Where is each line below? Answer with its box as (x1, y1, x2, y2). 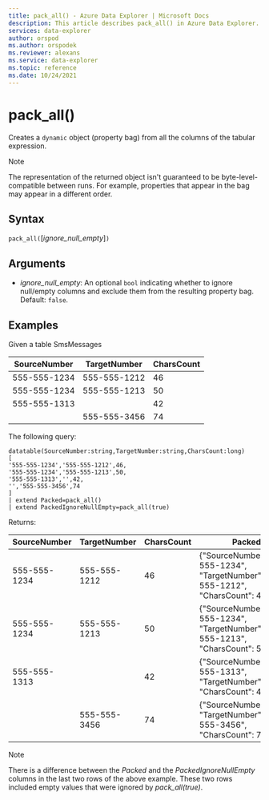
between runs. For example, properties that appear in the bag (46, 180, 250, 190)
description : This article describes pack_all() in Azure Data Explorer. (8, 19, 260, 27)
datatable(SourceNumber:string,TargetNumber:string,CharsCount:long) (8, 447, 246, 455)
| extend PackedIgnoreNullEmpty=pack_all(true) (8, 503, 171, 511)
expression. (8, 141, 47, 151)
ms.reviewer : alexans (8, 49, 81, 57)
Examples (8, 318, 58, 332)
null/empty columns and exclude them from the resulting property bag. (19, 286, 255, 297)
